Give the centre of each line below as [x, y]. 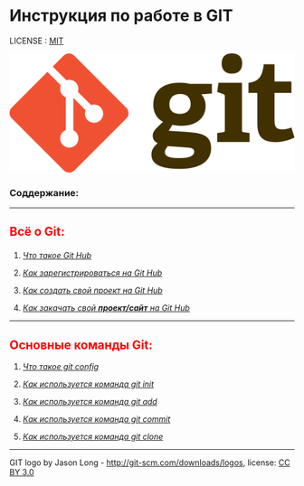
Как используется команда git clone [93, 437]
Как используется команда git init [88, 384]
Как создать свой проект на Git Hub [92, 291]
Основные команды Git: [81, 345]
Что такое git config [61, 367]
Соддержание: [44, 192]
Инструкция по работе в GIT [121, 16]
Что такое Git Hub [57, 256]
